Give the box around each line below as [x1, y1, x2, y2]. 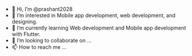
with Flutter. [11, 31, 41, 38]
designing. [11, 18, 38, 25]
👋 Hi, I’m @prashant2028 [11, 6, 73, 12]
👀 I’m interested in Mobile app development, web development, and [11, 12, 176, 19]
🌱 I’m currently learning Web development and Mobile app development [11, 24, 187, 31]
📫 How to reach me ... [11, 44, 67, 50]
